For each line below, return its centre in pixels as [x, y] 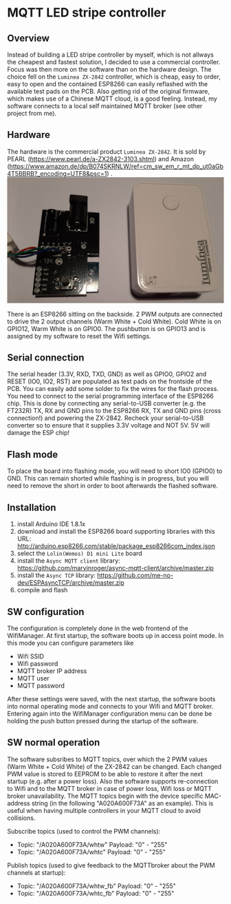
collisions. [21, 818]
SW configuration [46, 612]
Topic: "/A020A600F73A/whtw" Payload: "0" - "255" [92, 844]
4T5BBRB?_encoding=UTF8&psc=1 [57, 173]
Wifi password [37, 663]
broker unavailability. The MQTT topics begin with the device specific [105, 796]
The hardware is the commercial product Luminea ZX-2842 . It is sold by [107, 151]
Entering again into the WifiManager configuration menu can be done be [110, 713]
